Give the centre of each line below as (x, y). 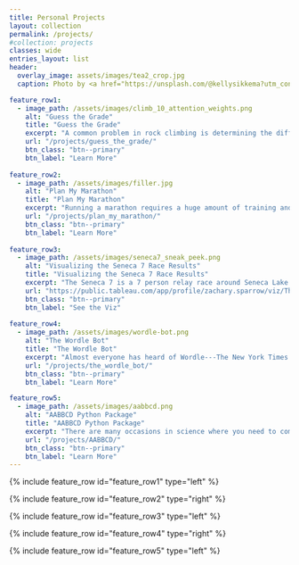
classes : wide (36, 51)
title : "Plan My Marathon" (75, 200)
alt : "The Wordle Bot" (67, 341)
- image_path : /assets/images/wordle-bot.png (103, 332)
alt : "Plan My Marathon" (71, 191)
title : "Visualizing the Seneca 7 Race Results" (117, 274)
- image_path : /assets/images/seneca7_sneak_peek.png (119, 258)
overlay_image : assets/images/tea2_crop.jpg (101, 76)
